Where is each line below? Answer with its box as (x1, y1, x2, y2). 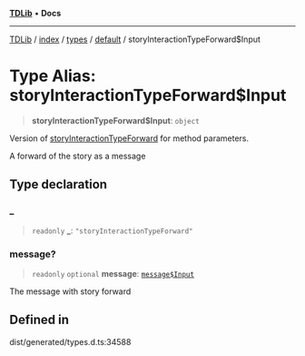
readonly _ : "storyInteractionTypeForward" (31, 225, 193, 236)
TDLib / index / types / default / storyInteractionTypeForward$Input (9, 34, 261, 45)
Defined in (9, 312, 70, 328)
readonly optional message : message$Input (31, 268, 195, 279)
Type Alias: (9, 66, 97, 86)
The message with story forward (9, 286, 132, 297)
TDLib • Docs (9, 8, 62, 18)
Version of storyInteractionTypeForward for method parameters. (9, 132, 250, 144)
